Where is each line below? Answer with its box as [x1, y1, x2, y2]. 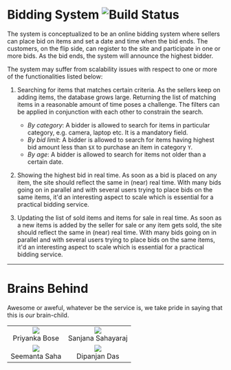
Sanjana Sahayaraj [67, 333, 129, 342]
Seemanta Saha [10, 351, 62, 361]
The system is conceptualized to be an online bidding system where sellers [7, 30, 220, 38]
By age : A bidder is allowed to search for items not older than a [27, 150, 206, 158]
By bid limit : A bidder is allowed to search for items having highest [27, 135, 214, 144]
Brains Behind [7, 281, 89, 296]
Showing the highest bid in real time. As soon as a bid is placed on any [16, 171, 217, 179]
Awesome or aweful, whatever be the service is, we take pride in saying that [7, 303, 223, 311]
